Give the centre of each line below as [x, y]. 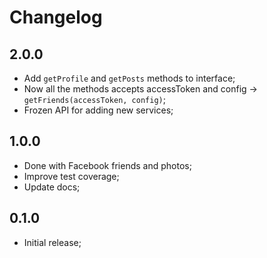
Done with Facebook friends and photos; [107, 165]
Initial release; [52, 242]
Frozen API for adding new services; [98, 110]
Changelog [56, 17]
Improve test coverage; [71, 176]
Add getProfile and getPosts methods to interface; [129, 78]
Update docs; [52, 187]
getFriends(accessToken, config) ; [94, 99]
